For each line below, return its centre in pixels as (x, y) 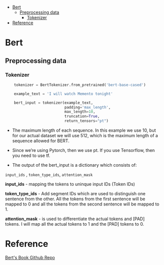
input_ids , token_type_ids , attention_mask (49, 175)
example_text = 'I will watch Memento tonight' (63, 94)
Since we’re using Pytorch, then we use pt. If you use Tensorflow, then (83, 150)
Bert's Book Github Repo (30, 257)
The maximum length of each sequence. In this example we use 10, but (84, 130)
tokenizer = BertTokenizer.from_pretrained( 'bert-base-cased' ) (80, 85)
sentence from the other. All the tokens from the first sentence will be (75, 199)
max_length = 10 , (80, 112)
